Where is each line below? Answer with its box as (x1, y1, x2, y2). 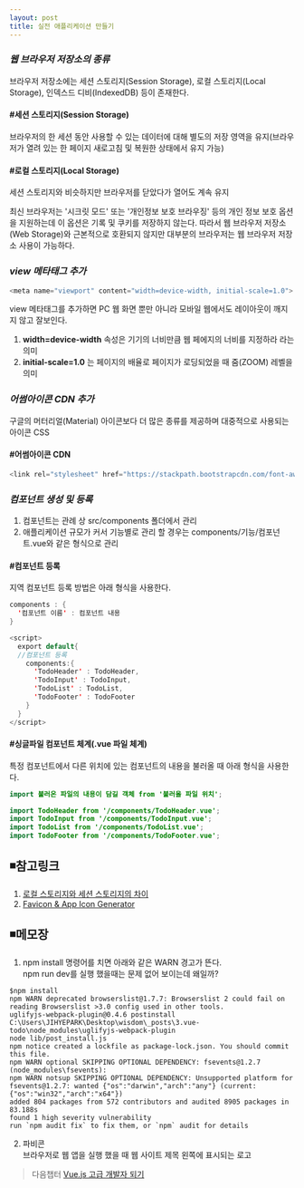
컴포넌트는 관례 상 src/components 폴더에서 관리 (22, 516, 197, 526)
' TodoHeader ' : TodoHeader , (33, 667, 140, 676)
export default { (17, 642, 79, 651)
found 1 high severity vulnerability (9, 1113, 152, 1122)
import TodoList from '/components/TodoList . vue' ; (9, 823, 204, 832)
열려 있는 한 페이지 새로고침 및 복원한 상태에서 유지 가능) (25, 142, 224, 153)
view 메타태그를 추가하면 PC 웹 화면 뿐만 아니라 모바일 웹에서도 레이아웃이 (9, 304, 271, 314)
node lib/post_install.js (9, 1034, 107, 1043)
